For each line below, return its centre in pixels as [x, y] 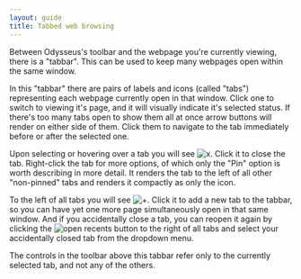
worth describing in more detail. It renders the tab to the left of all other [141, 173]
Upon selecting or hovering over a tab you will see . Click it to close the [147, 153]
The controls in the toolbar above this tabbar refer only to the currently [140, 255]
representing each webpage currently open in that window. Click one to [142, 98]
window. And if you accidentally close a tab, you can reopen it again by [141, 219]
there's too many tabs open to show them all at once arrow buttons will [141, 117]
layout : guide [36, 18]
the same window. [43, 71]
